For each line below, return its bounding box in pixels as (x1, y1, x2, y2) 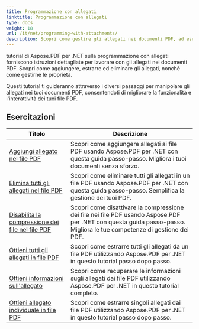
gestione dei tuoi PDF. (70, 193, 132, 201)
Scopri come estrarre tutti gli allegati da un (70, 242, 189, 250)
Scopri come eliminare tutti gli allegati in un (70, 171, 190, 180)
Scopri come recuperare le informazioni (70, 266, 181, 275)
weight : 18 (6, 25, 33, 31)
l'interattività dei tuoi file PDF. (6, 95, 78, 102)
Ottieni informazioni (9, 274, 64, 282)
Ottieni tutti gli (9, 246, 49, 254)
